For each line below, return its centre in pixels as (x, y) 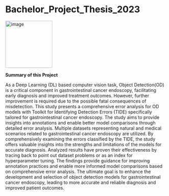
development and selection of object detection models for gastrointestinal (83, 177)
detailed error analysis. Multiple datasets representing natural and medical (83, 128)
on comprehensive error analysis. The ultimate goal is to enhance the (78, 171)
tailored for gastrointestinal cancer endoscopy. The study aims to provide (82, 117)
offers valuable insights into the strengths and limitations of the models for (83, 144)
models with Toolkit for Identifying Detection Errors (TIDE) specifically (79, 112)
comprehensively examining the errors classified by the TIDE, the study (80, 139)
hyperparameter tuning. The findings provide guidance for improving (78, 161)
